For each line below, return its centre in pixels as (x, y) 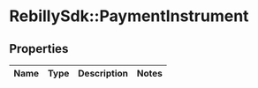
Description (103, 73)
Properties (39, 49)
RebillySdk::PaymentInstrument (129, 16)
